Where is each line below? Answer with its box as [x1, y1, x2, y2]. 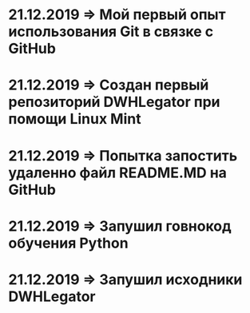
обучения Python [8, 234, 129, 252]
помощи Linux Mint [8, 110, 141, 129]
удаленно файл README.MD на [8, 164, 228, 181]
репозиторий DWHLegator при [8, 93, 220, 111]
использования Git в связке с [8, 22, 214, 41]
